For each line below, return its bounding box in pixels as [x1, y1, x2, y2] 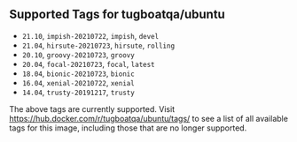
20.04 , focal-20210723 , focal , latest [21, 58, 155, 69]
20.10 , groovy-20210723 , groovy [21, 49, 135, 60]
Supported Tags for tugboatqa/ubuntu [9, 7, 226, 22]
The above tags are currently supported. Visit [9, 103, 176, 114]
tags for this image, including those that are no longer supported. [9, 123, 247, 133]
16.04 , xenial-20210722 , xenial [21, 77, 135, 87]
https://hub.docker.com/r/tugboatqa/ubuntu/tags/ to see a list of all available [9, 113, 288, 123]
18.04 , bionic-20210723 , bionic [21, 68, 135, 78]
